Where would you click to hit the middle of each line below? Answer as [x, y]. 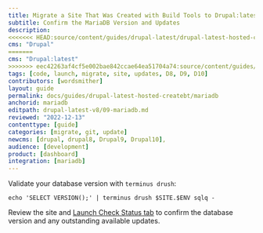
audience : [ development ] [49, 147]
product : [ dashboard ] [43, 154]
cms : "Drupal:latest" [43, 60]
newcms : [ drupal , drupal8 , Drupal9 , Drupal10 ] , [87, 139]
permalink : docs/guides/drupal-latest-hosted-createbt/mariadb [113, 96]
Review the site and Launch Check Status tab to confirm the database [121, 213]
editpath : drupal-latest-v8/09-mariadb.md [78, 111]
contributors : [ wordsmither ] [56, 81]
